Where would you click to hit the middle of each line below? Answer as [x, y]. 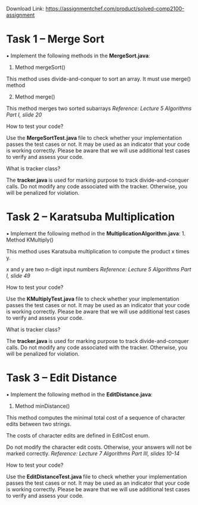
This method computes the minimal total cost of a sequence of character [96, 417]
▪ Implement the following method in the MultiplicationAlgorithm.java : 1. [96, 233]
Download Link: [25, 9]
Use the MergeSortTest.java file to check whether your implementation [94, 137]
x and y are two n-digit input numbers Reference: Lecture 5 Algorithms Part [99, 269]
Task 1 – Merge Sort [55, 39]
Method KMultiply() [30, 240]
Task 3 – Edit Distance [62, 378]
